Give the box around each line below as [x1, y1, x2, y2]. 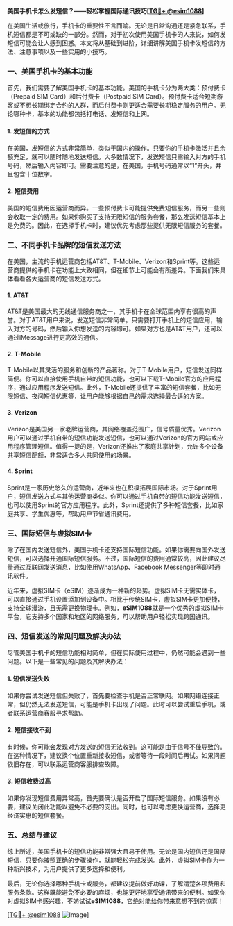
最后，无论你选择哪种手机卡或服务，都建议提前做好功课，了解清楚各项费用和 [7, 879, 226, 888]
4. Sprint [7, 467, 33, 475]
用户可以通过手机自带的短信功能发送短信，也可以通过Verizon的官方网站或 [7, 433, 218, 442]
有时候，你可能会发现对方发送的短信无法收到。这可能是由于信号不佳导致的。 [7, 743, 226, 751]
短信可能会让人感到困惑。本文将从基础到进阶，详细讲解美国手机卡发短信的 [7, 39, 220, 47]
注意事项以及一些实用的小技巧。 [19, 48, 111, 56]
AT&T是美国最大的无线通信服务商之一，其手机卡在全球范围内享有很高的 [7, 307, 211, 315]
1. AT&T [7, 291, 29, 299]
